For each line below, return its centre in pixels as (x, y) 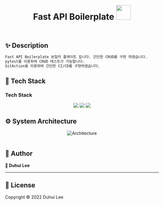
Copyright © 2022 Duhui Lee (34, 197)
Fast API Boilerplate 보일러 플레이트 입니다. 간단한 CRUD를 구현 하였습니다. (76, 57)
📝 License (20, 185)
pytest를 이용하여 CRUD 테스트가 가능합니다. (45, 61)
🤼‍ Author (19, 154)
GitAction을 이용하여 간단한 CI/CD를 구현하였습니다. (53, 66)
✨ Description (27, 46)
